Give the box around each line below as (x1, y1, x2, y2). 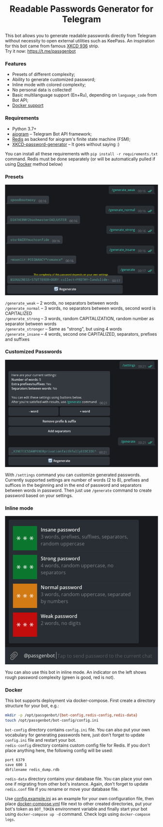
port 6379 (5, 758, 25, 763)
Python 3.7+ (12, 126, 37, 132)
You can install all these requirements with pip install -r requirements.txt (5, 151, 158, 156)
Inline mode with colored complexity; (12, 82, 86, 88)
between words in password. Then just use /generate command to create (5, 487, 152, 493)
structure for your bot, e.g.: (5, 703, 59, 709)
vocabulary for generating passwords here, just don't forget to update (5, 732, 145, 738)
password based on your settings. (5, 492, 73, 498)
